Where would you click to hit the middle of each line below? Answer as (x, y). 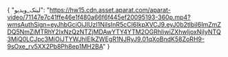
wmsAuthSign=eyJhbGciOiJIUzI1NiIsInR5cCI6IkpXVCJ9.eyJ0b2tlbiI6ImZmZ (114, 24)
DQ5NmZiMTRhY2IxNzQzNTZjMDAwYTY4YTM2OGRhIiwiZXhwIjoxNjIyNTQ (114, 32)
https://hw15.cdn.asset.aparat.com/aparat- (110, 10)
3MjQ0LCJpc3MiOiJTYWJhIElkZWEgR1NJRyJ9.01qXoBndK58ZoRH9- (106, 39)
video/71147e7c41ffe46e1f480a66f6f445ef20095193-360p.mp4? (99, 17)
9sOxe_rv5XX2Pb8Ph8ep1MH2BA (55, 46)
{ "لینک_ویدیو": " (29, 10)
